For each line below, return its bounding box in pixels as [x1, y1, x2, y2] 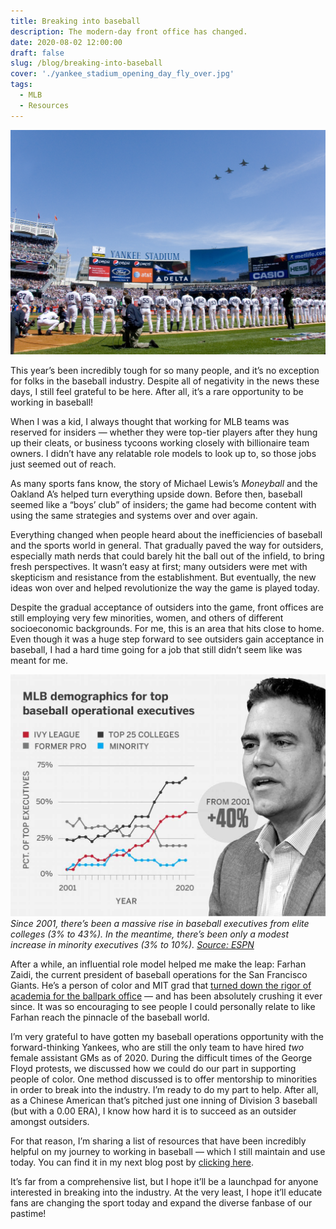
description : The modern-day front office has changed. [10, 26, 248, 37]
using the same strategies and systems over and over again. [10, 510, 258, 522]
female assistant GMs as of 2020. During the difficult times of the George [10, 1051, 313, 1064]
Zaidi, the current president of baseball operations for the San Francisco [10, 968, 308, 980]
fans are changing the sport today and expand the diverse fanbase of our [10, 1196, 313, 1209]
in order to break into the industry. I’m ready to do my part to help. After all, [10, 1083, 319, 1095]
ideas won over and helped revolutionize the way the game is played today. [10, 582, 320, 594]
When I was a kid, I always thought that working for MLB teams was [10, 416, 290, 428]
